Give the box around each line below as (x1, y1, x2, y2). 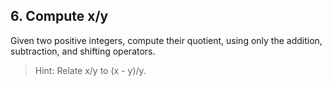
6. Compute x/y (10, 8, 109, 25)
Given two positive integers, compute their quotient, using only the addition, (10, 34, 323, 46)
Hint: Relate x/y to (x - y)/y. (34, 64, 147, 76)
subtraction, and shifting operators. (10, 45, 156, 57)
